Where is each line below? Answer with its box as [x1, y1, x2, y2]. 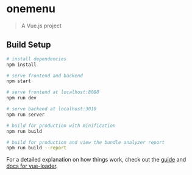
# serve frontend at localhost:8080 [6, 89, 99, 96]
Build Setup [6, 40, 51, 50]
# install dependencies [6, 55, 67, 62]
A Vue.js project [21, 22, 62, 29]
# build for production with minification [6, 123, 116, 129]
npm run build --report [6, 145, 67, 151]
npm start [6, 78, 32, 84]
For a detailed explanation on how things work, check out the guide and [6, 156, 187, 163]
